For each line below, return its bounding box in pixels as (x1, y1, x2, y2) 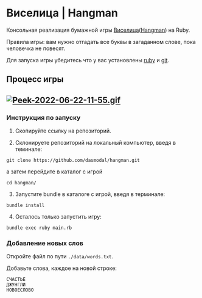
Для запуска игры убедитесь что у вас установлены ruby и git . (6, 56, 169, 64)
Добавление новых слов (6, 239, 83, 247)
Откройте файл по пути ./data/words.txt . (6, 253, 114, 260)
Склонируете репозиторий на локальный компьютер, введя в (15, 139, 176, 147)
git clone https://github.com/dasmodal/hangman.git (6, 158, 140, 164)
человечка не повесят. (6, 45, 66, 52)
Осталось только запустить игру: (15, 213, 102, 220)
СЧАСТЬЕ (6, 277, 26, 283)
